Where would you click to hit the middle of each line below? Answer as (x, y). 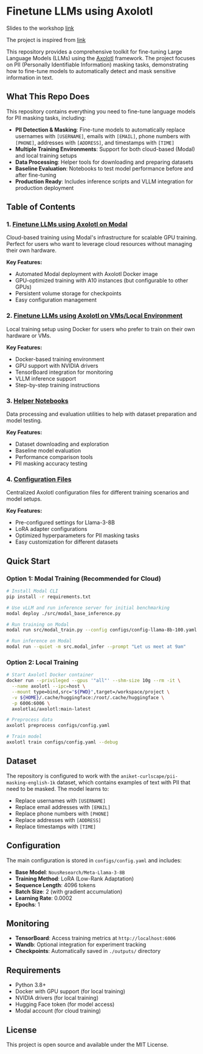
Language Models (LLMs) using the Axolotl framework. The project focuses (101, 58)
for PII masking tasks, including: (46, 118)
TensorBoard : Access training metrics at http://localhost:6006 (95, 938)
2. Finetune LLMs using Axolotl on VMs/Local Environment (95, 316)
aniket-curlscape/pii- (149, 776)
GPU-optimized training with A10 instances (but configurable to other (101, 281)
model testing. (24, 421)
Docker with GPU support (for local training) (70, 991)
